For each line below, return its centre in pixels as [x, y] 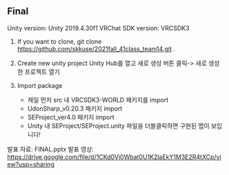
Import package [40, 85]
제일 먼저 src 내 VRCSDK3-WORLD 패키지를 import [98, 100]
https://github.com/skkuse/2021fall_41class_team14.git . [96, 48]
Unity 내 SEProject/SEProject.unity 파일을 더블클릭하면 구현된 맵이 [118, 126]
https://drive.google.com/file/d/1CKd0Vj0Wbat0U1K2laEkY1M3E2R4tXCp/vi [114, 157]
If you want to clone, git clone [59, 42]
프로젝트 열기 [42, 71]
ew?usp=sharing [31, 164]
